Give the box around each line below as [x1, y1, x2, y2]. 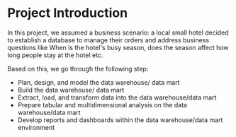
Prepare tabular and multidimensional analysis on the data [17, 100, 188, 109]
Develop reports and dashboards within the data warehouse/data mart [17, 115, 223, 124]
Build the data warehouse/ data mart [17, 85, 125, 94]
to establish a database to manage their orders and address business [7, 35, 210, 44]
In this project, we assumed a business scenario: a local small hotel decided [7, 28, 229, 37]
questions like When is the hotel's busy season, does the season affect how [7, 43, 229, 52]
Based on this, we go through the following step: [7, 64, 149, 73]
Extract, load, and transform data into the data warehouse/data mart [17, 93, 217, 102]
